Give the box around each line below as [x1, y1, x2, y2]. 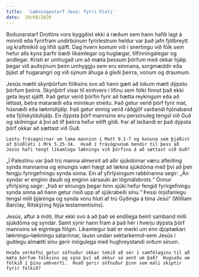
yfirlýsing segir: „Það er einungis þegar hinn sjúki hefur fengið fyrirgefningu [6, 182, 191, 189]
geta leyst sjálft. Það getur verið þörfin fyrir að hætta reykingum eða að [6, 93, 179, 100]
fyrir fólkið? [6, 265, 42, 271]
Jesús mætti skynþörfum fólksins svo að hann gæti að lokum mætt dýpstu [6, 80, 188, 87]
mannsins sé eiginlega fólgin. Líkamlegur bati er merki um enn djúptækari [6, 225, 186, 232]
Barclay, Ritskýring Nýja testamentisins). [6, 201, 105, 208]
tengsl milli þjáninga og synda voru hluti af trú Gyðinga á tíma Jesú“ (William [6, 195, 192, 202]
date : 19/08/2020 [6, 14, 52, 20]
